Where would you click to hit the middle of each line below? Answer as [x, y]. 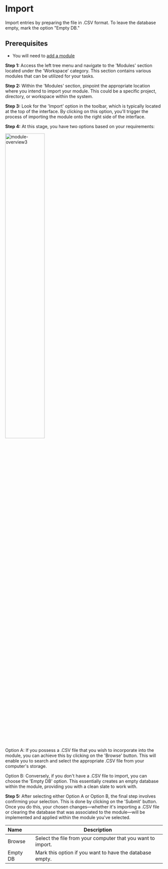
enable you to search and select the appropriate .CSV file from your [75, 760]
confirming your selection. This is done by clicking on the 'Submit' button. [81, 801]
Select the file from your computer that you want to [95, 838]
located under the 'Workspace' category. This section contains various [78, 71]
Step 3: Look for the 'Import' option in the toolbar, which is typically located [83, 106]
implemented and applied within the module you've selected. [68, 817]
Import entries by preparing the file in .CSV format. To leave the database [80, 23]
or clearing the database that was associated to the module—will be [75, 812]
